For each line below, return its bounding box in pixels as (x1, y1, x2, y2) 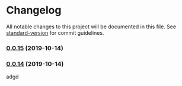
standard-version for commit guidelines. (6, 29, 104, 36)
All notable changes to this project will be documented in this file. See (6, 23, 177, 30)
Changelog (6, 4, 62, 17)
